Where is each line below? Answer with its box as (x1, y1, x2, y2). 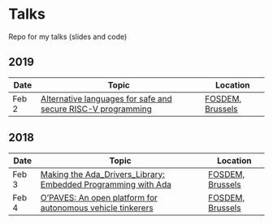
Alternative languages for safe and (40, 93, 172, 104)
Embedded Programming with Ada (40, 179, 172, 190)
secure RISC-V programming (40, 103, 152, 114)
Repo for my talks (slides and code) (8, 32, 128, 41)
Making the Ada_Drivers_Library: (40, 168, 165, 179)
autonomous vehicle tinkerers (40, 202, 154, 213)
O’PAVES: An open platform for (40, 192, 158, 203)
